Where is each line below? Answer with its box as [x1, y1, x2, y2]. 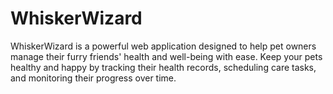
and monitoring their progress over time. [10, 72, 177, 84]
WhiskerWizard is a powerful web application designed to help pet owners [10, 40, 317, 52]
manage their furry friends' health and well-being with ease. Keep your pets [10, 50, 323, 62]
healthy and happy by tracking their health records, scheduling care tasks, [10, 61, 317, 73]
